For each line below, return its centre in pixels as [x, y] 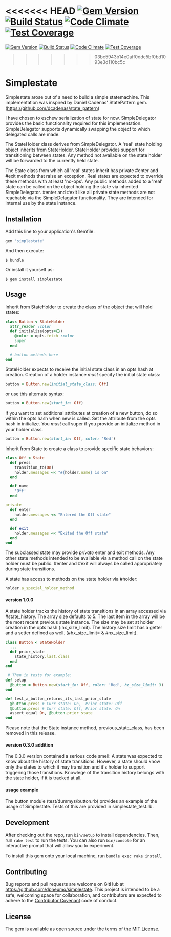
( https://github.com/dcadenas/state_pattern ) [52, 108]
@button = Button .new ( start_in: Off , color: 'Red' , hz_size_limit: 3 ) [87, 685]
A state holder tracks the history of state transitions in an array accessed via [86, 611]
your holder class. [24, 430]
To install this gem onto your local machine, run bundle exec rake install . [84, 856]
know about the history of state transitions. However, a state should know [83, 762]
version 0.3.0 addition [29, 744]
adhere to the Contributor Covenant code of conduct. [61, 901]
